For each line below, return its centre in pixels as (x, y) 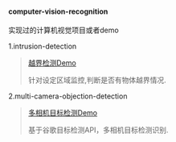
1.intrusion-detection (43, 46)
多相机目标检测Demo (63, 113)
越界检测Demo (52, 63)
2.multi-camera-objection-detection (68, 96)
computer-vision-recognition (58, 11)
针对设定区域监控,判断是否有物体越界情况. (97, 80)
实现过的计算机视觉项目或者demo (63, 30)
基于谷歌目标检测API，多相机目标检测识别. (98, 130)
